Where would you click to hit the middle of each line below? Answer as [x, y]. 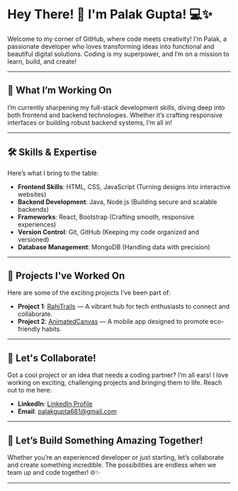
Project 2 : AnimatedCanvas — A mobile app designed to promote [113, 322]
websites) [32, 194]
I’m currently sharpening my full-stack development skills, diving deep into [116, 107]
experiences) [37, 224]
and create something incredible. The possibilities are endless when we [112, 465]
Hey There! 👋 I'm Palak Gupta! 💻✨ [110, 15]
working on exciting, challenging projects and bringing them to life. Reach [115, 383]
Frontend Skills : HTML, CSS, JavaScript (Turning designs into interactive [124, 186]
